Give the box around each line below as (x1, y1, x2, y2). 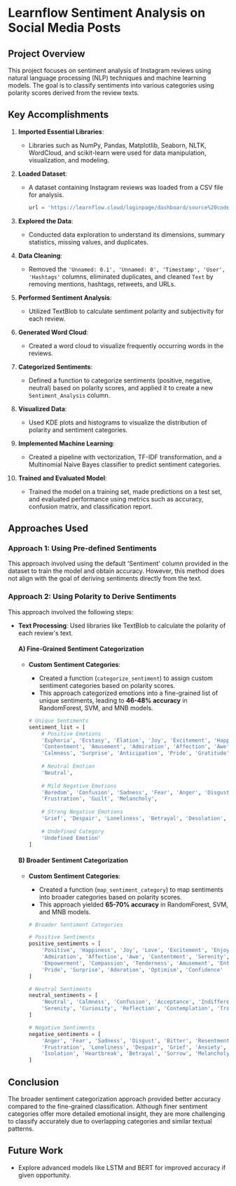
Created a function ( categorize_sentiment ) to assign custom (39, 674, 213, 682)
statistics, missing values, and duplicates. (28, 237, 149, 246)
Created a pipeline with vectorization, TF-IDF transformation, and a (28, 453, 223, 461)
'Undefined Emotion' (41, 834, 102, 841)
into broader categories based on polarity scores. (39, 892, 182, 901)
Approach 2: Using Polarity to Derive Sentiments (8, 592, 177, 602)
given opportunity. (18, 1171, 71, 1179)
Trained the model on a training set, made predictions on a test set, (28, 487, 223, 495)
